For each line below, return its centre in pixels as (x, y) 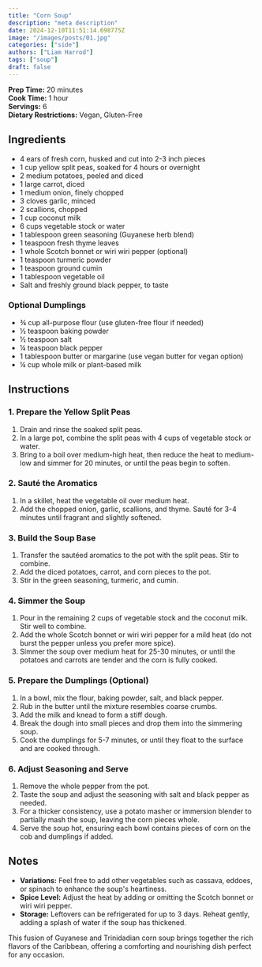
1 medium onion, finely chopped (71, 192)
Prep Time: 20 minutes (46, 89)
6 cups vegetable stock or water (72, 226)
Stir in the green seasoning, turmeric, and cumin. (99, 580)
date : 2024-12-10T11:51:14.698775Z (67, 30)
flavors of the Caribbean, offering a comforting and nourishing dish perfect (130, 946)
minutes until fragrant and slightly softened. (90, 517)
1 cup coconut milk (50, 218)
